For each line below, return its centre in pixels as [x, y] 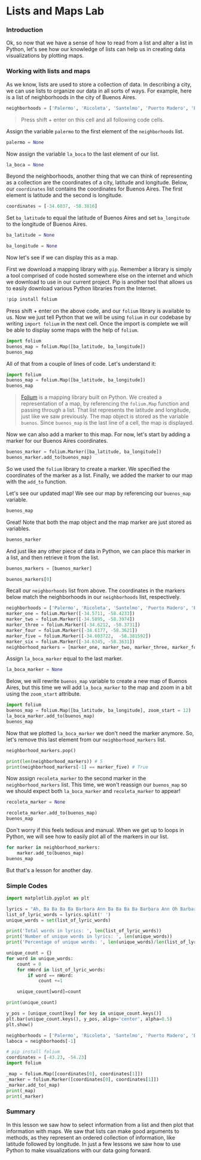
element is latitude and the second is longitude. [65, 195]
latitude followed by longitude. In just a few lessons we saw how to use [94, 1144]
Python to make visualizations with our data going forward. [79, 1150]
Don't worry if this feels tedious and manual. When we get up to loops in [95, 830]
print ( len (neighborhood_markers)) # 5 [54, 761]
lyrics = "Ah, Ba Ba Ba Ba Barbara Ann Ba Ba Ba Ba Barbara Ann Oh [92, 909]
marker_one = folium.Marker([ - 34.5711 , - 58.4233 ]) [71, 614]
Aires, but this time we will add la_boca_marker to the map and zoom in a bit [99, 688]
